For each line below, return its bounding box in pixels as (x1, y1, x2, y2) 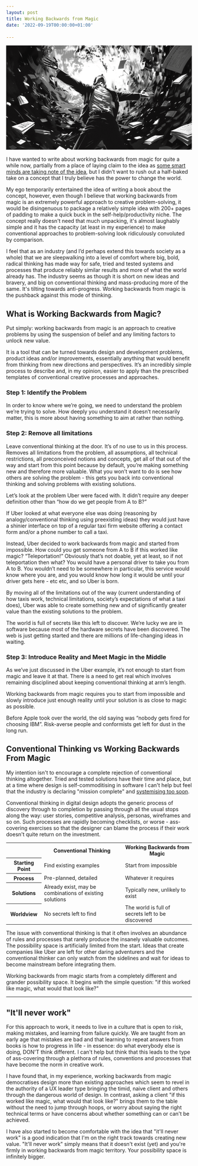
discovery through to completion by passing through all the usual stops (6, 805, 179, 812)
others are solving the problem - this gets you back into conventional (6, 474, 174, 481)
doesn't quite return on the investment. (6, 831, 101, 838)
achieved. (6, 1116, 30, 1123)
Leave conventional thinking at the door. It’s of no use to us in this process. (6, 442, 188, 449)
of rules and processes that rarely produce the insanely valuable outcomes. (6, 936, 190, 943)
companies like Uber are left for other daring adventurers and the (6, 948, 164, 956)
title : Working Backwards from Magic (6, 15, 99, 22)
